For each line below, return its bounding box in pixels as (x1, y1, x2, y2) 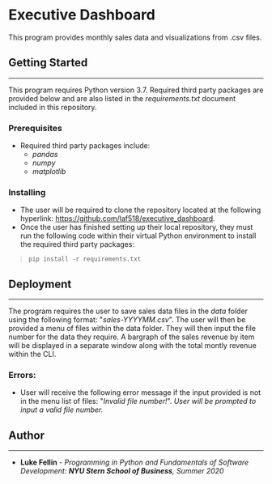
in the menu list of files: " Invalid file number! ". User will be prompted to (19, 397, 257, 406)
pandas (32, 150, 58, 159)
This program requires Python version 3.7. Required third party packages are (8, 85, 264, 95)
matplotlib (32, 167, 66, 176)
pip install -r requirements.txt (28, 255, 142, 264)
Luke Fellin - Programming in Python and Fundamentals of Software (19, 457, 249, 467)
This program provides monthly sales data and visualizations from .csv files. (8, 32, 262, 42)
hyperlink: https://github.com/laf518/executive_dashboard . (19, 214, 216, 223)
